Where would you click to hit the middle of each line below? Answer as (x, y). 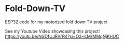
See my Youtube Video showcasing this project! (53, 31)
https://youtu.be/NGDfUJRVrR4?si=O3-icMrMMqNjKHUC (62, 36)
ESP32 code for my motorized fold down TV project (56, 22)
